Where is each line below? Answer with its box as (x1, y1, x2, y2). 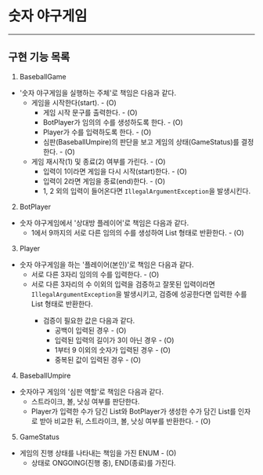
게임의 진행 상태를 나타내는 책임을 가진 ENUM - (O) (19, 448, 177, 458)
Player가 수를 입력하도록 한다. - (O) (42, 127, 152, 137)
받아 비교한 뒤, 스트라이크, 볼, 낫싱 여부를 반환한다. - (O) (39, 416, 211, 426)
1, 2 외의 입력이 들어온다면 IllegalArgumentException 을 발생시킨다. (42, 186, 251, 195)
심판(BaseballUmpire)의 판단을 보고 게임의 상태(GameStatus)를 (42, 137, 240, 146)
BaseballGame (19, 71, 67, 81)
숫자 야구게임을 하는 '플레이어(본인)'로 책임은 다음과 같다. (19, 260, 194, 269)
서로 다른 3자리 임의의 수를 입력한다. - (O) (31, 269, 160, 279)
